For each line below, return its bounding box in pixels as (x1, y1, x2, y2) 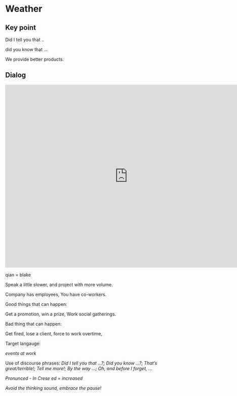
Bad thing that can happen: (5, 321, 62, 327)
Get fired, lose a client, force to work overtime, (5, 330, 102, 337)
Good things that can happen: (5, 301, 67, 307)
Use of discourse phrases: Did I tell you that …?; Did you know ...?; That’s (5, 360, 157, 366)
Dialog (5, 71, 26, 80)
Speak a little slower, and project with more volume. (5, 282, 113, 288)
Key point (5, 23, 36, 32)
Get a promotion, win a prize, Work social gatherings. (5, 311, 116, 317)
